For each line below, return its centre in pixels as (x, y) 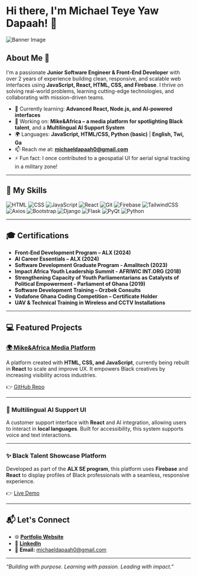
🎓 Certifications (38, 236)
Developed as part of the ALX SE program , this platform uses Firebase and (97, 468)
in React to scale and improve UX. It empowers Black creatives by (86, 369)
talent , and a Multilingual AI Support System (69, 127)
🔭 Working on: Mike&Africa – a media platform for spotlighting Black (98, 121)
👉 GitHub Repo (26, 387)
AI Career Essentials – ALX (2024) (57, 259)
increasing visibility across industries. (51, 375)
